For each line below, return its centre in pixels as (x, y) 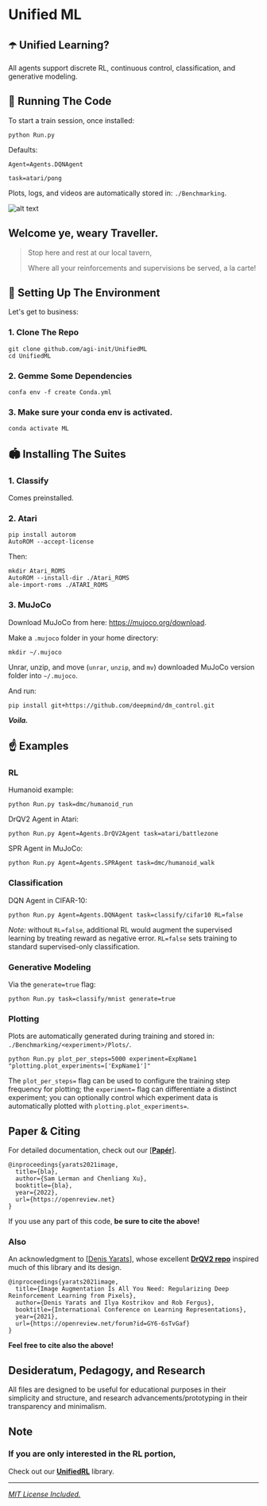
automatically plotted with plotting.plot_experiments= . (99, 1106)
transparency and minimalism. (58, 1407)
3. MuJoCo (30, 605)
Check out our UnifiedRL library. (62, 1471)
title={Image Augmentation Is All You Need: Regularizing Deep (122, 1289)
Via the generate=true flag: (52, 984)
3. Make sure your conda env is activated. (91, 412)
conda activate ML (39, 429)
